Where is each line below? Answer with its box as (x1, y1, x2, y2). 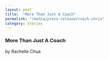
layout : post (5, 7, 32, 12)
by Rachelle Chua (5, 48, 41, 54)
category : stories (5, 21, 43, 26)
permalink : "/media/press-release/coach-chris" (5, 16, 105, 21)
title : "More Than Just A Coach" (5, 12, 76, 17)
